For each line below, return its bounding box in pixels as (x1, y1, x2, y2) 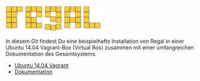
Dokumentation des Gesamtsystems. (5, 51, 97, 57)
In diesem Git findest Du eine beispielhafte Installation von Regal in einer (5, 38, 184, 45)
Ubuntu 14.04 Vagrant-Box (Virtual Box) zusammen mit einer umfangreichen (5, 44, 195, 51)
